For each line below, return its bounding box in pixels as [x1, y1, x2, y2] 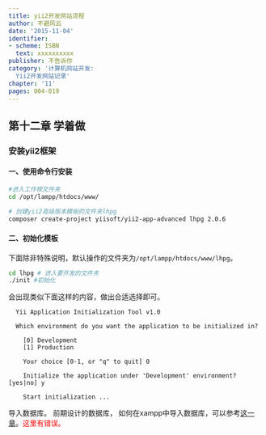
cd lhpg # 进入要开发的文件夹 [8, 268, 99, 277]
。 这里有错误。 [15, 418, 65, 429]
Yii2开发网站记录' [15, 72, 70, 80]
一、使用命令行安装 [8, 167, 73, 176]
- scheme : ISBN [8, 42, 60, 50]
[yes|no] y [8, 379, 45, 387]
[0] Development [23, 336, 78, 344]
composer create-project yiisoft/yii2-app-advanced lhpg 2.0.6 [8, 215, 226, 223]
